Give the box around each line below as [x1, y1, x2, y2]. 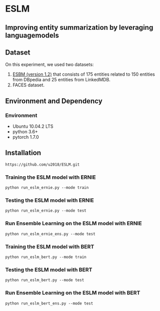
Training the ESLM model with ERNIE [5, 174, 96, 181]
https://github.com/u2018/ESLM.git [5, 162, 80, 167]
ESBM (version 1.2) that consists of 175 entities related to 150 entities [12, 71, 155, 77]
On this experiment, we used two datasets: [5, 62, 94, 68]
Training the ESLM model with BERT [5, 243, 95, 250]
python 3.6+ [12, 129, 38, 135]
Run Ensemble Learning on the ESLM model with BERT [5, 289, 140, 296]
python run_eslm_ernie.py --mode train [5, 185, 89, 190]
